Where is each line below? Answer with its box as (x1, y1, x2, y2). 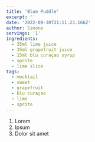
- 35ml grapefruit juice (11, 47, 73, 53)
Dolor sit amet (14, 130, 49, 137)
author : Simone (6, 25, 44, 31)
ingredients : (6, 36, 38, 42)
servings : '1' (6, 31, 41, 36)
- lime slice (11, 63, 44, 69)
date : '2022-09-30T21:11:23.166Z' (6, 19, 91, 25)
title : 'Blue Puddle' (6, 8, 60, 15)
